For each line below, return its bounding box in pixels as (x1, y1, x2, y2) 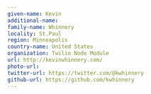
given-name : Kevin (7, 10, 62, 18)
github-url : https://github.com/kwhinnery (7, 76, 135, 83)
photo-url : (7, 63, 40, 70)
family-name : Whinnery (7, 23, 74, 30)
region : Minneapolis (7, 37, 69, 44)
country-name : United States (7, 43, 94, 50)
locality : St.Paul (7, 30, 62, 37)
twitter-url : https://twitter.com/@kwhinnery (7, 69, 144, 76)
